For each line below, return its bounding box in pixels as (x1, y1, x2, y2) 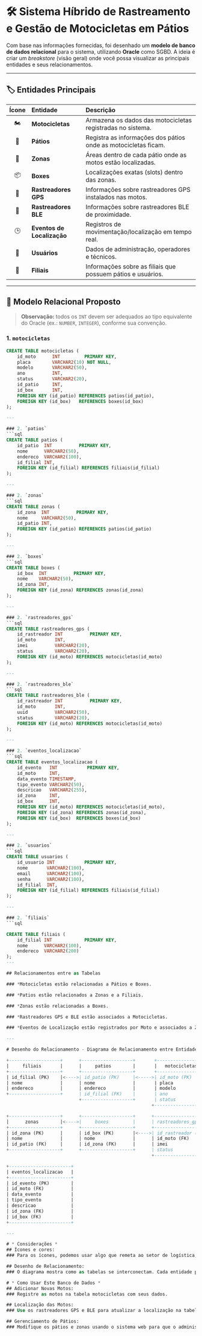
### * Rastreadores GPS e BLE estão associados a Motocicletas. (6, 1014, 168, 1020)
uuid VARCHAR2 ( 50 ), (17, 709, 90, 715)
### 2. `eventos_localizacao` (6, 748, 82, 754)
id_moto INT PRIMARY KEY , (17, 354, 117, 360)
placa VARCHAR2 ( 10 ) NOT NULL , (17, 359, 112, 365)
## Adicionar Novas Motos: (6, 1285, 74, 1291)
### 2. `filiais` (6, 915, 50, 921)
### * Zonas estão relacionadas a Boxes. (6, 1003, 109, 1009)
